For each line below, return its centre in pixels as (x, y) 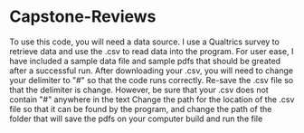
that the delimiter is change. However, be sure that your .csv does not (139, 90)
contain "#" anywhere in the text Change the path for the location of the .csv (152, 99)
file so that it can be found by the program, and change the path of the (141, 109)
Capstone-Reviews (83, 17)
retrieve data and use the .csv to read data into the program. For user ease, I (152, 51)
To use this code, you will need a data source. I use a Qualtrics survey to (145, 42)
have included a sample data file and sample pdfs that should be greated (145, 61)
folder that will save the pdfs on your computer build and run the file (136, 119)
